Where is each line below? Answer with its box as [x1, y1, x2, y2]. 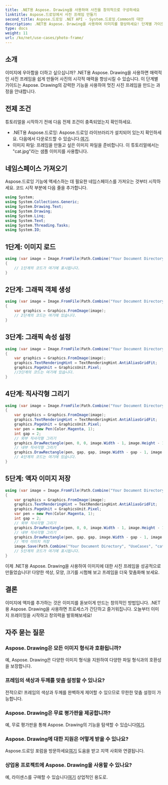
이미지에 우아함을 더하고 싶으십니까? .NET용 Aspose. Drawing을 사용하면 [5, 69, 149, 75]
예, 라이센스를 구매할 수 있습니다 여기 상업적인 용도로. [5, 774, 108, 780]
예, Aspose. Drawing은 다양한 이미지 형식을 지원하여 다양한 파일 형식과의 [5, 657, 148, 663]
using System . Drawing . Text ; [5, 204, 64, 209]
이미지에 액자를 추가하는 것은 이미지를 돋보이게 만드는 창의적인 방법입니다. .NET [5, 599, 161, 605]
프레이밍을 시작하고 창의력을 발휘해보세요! [10, 612, 92, 618]
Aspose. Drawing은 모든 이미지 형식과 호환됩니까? [5, 644, 121, 651]
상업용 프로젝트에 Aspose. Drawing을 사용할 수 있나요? [5, 761, 132, 768]
